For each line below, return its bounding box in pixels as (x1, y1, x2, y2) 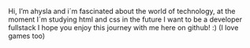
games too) (8, 31, 46, 40)
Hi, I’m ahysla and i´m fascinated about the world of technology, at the (8, 7, 236, 15)
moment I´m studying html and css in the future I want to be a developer (8, 15, 243, 24)
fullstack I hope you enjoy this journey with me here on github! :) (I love (8, 23, 239, 32)
